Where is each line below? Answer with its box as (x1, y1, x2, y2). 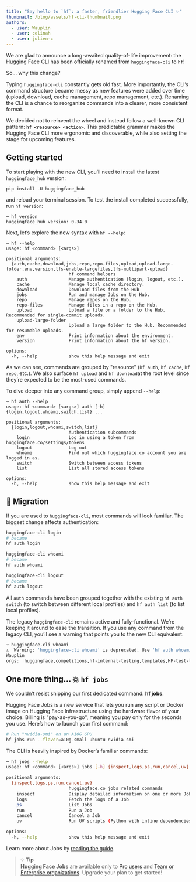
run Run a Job (16, 807, 93, 813)
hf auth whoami (6, 562, 43, 568)
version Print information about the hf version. (16, 338, 171, 343)
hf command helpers (68, 271, 116, 277)
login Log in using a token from (16, 434, 134, 440)
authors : (6, 19, 27, 25)
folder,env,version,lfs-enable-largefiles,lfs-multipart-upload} (6, 266, 168, 272)
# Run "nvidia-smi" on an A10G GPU (6, 731, 93, 737)
